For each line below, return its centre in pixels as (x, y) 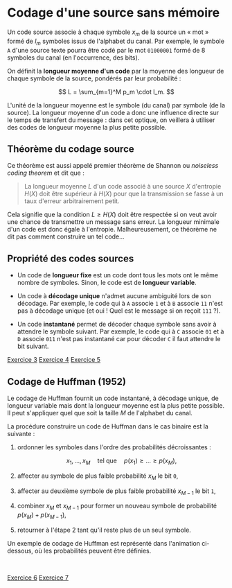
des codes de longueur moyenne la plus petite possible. (87, 127)
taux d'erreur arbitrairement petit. (72, 201)
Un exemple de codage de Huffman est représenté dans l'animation (104, 543)
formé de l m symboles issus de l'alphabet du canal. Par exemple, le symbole (116, 42)
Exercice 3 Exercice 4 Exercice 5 (54, 360)
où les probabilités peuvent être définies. (93, 551)
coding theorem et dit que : (46, 173)
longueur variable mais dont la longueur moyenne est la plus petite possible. (116, 405)
